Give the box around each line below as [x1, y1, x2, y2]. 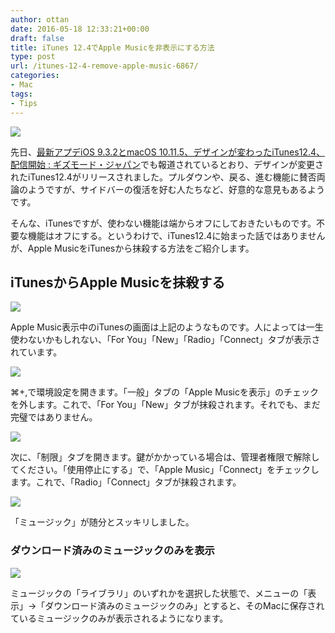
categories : [10, 71, 60, 81]
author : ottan [10, 14, 70, 25]
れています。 [10, 346, 63, 358]
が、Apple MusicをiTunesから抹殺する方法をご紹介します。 [10, 242, 255, 254]
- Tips [10, 98, 38, 108]
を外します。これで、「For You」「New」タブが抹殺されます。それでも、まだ [10, 399, 321, 411]
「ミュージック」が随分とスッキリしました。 [10, 516, 195, 528]
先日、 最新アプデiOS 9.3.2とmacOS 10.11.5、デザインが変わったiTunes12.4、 [10, 146, 325, 158]
